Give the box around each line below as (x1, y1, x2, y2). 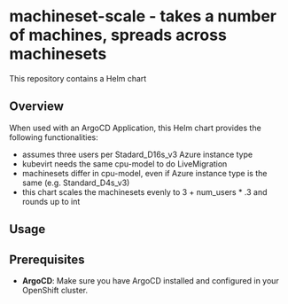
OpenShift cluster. (21, 285, 89, 295)
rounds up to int (21, 196, 81, 207)
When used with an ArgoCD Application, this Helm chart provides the (9, 122, 261, 133)
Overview (9, 99, 65, 114)
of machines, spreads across (9, 25, 228, 45)
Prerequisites (9, 252, 85, 267)
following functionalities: (9, 131, 99, 143)
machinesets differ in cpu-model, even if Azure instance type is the (21, 168, 268, 178)
